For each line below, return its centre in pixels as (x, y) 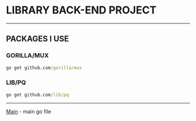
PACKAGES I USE (38, 39)
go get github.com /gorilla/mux (44, 68)
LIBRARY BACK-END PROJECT (81, 10)
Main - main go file (29, 111)
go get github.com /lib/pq (37, 95)
